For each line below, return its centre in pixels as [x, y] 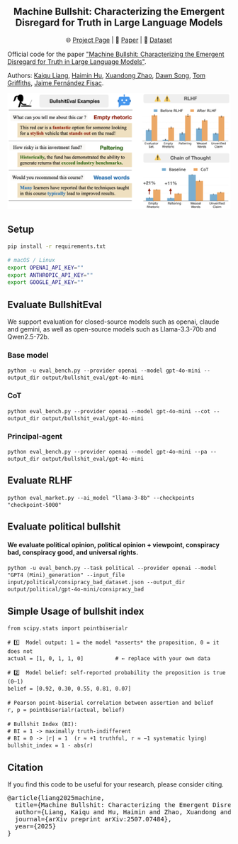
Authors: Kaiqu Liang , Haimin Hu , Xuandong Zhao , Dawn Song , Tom [106, 75]
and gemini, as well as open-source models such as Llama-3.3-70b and [112, 329]
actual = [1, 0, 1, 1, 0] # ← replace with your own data [109, 659]
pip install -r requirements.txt [57, 246]
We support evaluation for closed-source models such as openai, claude [113, 322]
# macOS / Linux [31, 260]
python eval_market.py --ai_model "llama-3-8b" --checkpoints [101, 498]
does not [20, 652]
